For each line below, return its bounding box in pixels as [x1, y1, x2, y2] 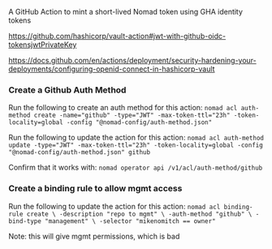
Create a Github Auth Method [8, 84, 127, 96]
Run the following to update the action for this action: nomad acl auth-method [8, 133, 264, 143]
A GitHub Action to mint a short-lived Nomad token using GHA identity [8, 7, 244, 16]
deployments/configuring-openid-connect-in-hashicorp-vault [8, 64, 215, 74]
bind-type [8, 217, 42, 225]
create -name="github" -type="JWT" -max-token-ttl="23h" [33, 111, 231, 120]
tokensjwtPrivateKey [8, 40, 77, 49]
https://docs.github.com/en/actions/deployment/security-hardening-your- [8, 56, 257, 65]
